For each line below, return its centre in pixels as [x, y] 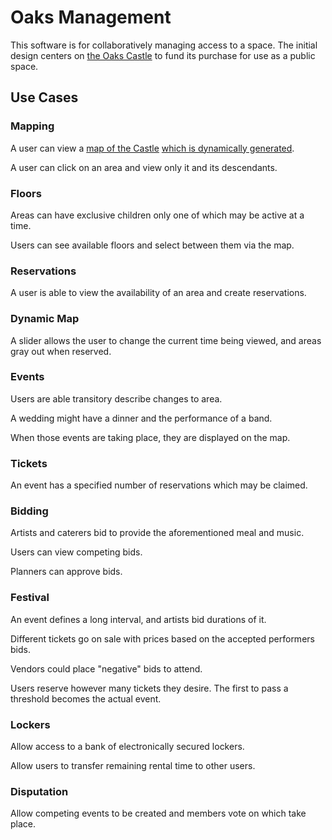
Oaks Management [91, 17]
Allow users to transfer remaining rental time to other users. [133, 765]
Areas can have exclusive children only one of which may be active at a [157, 215]
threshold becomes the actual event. [86, 698]
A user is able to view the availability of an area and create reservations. [158, 293]
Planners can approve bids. [66, 572]
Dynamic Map [45, 319]
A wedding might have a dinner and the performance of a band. [141, 418]
